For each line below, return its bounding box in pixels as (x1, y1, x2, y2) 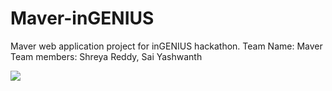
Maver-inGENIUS (10, 7, 155, 30)
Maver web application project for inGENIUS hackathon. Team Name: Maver (10, 40, 323, 52)
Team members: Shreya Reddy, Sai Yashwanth (10, 50, 203, 62)
